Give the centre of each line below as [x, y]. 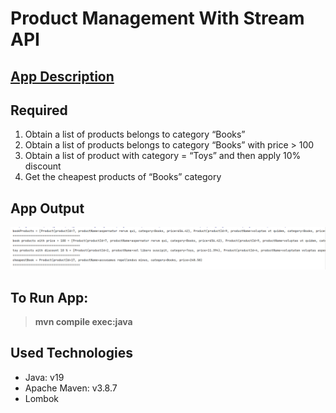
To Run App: [49, 297]
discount [43, 166]
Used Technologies [71, 353]
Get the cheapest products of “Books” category [123, 177]
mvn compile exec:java [83, 321]
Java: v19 [44, 377]
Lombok [42, 398]
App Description [62, 76]
